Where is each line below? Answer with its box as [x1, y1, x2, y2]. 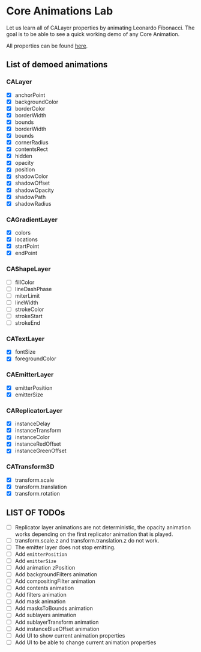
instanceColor [14, 434, 50, 441]
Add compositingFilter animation [14, 577, 96, 585]
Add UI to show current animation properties [14, 632, 125, 639]
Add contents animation [14, 585, 74, 592]
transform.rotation [14, 490, 60, 497]
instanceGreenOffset [14, 447, 67, 455]
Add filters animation [14, 591, 67, 598]
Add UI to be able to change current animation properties [14, 639, 157, 646]
